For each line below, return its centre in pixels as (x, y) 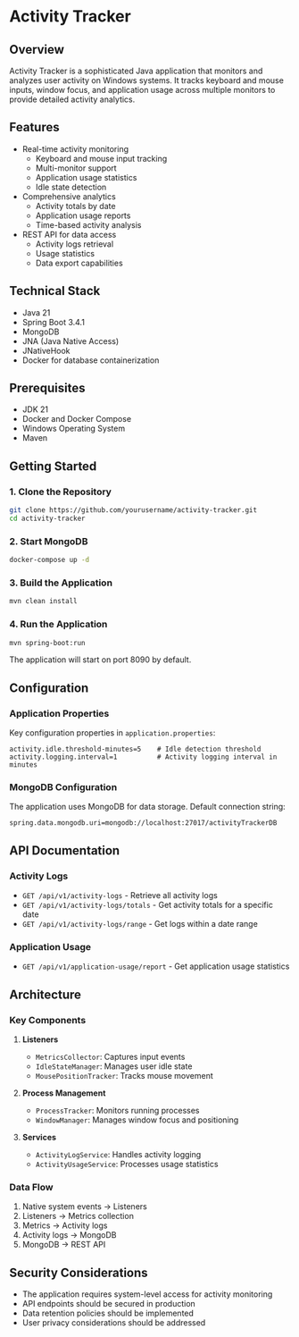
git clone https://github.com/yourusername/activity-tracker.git (133, 510)
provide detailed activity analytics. (72, 99)
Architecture (46, 994)
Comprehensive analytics (69, 196)
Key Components (48, 1020)
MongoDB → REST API (64, 1245)
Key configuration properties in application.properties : (112, 733)
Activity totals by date (75, 206)
